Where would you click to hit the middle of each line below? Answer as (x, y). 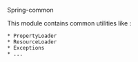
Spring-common (30, 10)
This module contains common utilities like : (69, 23)
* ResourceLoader (32, 42)
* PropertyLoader (32, 36)
